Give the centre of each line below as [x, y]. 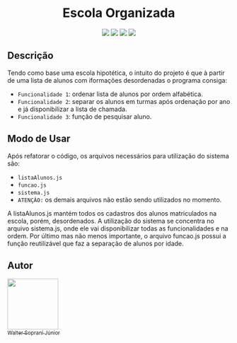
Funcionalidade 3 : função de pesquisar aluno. [85, 116]
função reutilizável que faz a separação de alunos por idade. [96, 243]
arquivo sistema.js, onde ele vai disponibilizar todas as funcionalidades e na [118, 228]
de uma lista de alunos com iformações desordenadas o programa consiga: [117, 80]
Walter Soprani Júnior [34, 333]
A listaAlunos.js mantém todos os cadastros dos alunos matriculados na [112, 213]
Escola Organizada [119, 13]
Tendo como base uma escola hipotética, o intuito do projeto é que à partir [116, 73]
